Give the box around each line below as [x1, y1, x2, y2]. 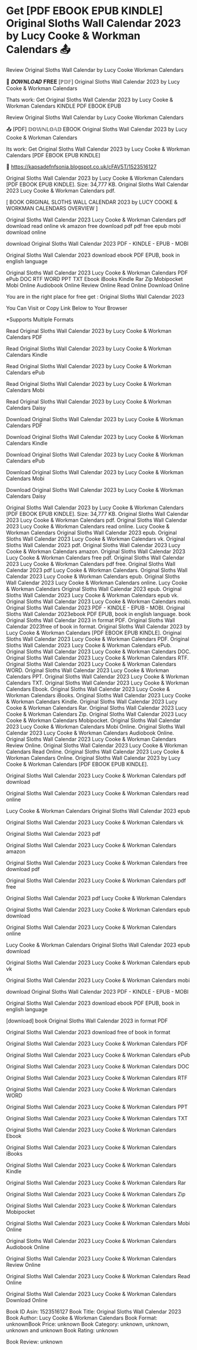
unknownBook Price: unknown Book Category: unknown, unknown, [6, 1321, 169, 1328]
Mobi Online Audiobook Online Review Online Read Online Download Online [6, 282, 189, 289]
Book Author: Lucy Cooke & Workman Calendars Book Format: [6, 1314, 158, 1321]
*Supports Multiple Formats [6, 316, 74, 323]
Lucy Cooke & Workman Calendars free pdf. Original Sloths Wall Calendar [6, 554, 185, 561]
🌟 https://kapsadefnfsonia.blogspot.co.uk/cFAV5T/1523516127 [6, 163, 157, 170]
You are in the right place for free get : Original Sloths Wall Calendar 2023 [6, 293, 185, 300]
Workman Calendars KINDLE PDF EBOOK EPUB [6, 102, 122, 110]
